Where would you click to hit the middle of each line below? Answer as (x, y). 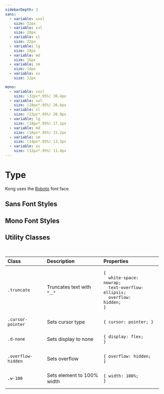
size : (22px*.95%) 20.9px (40, 114)
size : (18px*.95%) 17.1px (40, 123)
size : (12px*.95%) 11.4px (40, 151)
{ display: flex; (123, 337)
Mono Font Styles (32, 221)
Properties (116, 262)
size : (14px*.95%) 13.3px (40, 142)
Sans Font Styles (31, 204)
